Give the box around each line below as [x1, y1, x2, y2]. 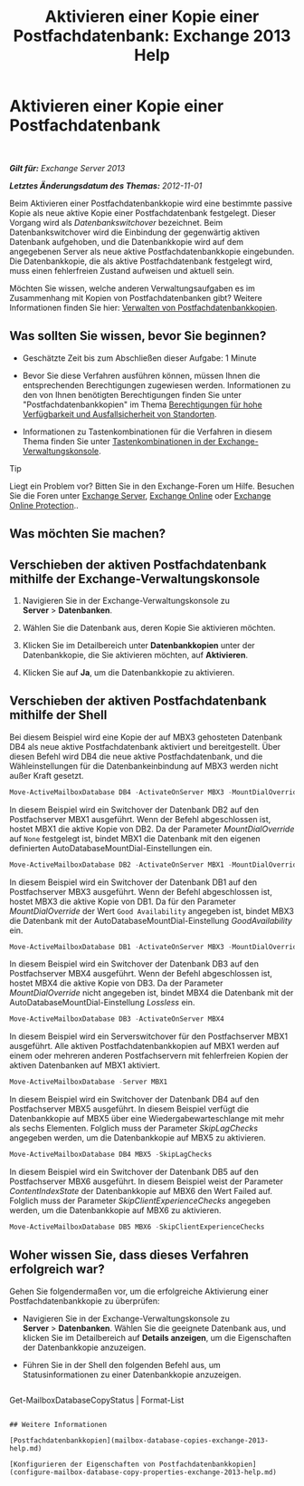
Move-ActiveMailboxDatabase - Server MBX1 [9, 1077, 168, 1087]
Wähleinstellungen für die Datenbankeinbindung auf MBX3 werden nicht [9, 760, 279, 772]
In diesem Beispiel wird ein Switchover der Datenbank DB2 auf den [9, 804, 260, 815]
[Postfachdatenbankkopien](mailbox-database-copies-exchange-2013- [9, 1435, 270, 1445]
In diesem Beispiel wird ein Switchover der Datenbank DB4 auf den [9, 1094, 260, 1105]
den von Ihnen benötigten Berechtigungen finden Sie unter [22, 389, 242, 400]
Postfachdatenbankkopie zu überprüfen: [9, 1295, 160, 1306]
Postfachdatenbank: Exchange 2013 [13, 25, 291, 46]
